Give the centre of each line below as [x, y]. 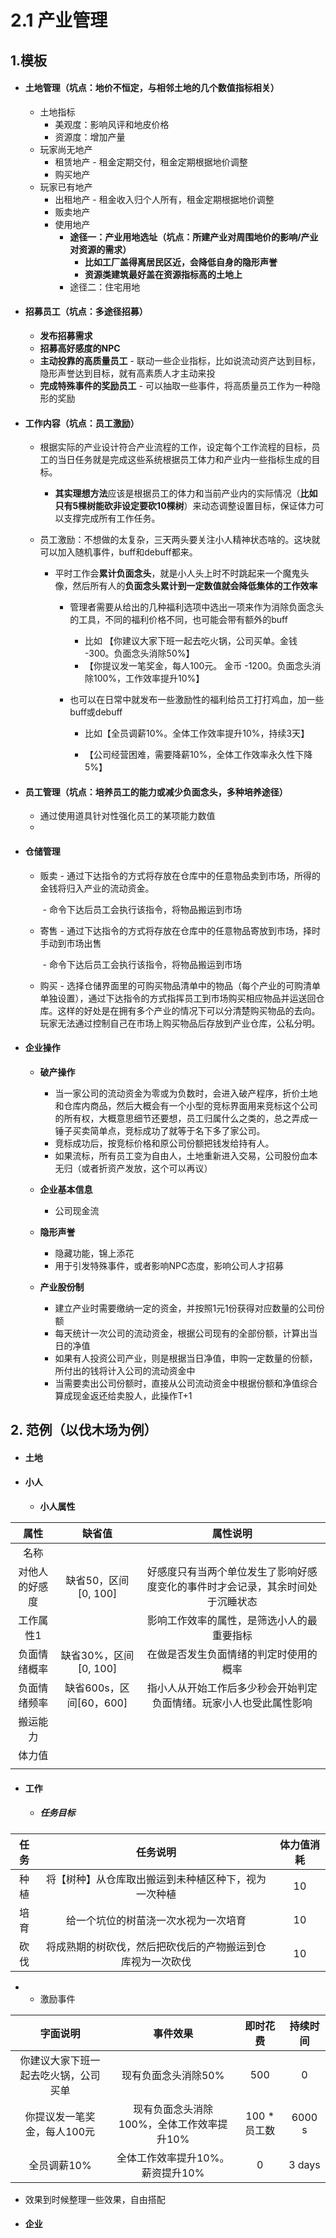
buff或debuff [96, 712]
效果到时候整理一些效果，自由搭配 [95, 2199]
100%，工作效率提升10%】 [149, 678]
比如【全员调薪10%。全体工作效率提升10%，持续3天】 [197, 733]
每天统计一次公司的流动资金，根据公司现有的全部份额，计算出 [182, 1333]
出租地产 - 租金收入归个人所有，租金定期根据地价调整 [164, 199]
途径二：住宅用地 [105, 287]
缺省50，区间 [97, 1580]
